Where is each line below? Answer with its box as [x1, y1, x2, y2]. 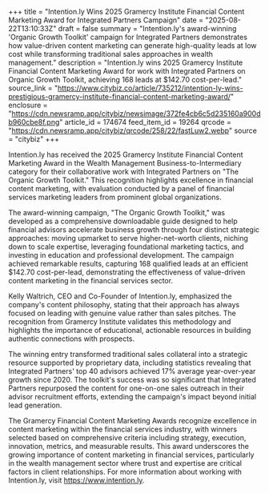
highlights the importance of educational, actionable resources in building [8, 326, 251, 335]
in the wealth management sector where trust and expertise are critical [8, 459, 243, 467]
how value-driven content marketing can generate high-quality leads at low [8, 41, 258, 50]
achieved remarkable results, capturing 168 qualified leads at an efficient [8, 259, 248, 268]
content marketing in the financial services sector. [8, 276, 174, 285]
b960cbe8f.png [8, 118, 60, 126]
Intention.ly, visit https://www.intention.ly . [8, 475, 145, 485]
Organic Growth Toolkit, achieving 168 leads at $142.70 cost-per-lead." [8, 75, 243, 84]
